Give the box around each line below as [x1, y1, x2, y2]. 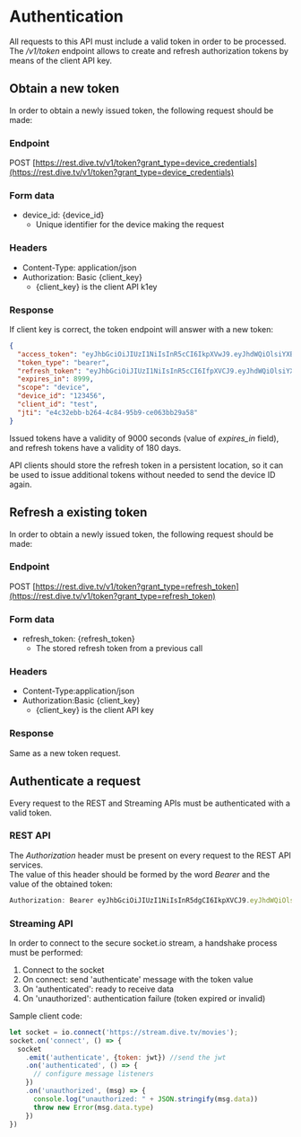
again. [9, 479, 33, 489]
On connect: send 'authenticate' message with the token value [21, 974, 254, 984]
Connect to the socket [21, 964, 105, 975]
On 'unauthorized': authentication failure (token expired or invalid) [21, 992, 266, 1003]
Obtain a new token [9, 81, 120, 96]
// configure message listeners [32, 1070, 154, 1079]
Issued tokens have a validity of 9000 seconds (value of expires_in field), [9, 433, 279, 444]
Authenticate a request [9, 774, 142, 789]
